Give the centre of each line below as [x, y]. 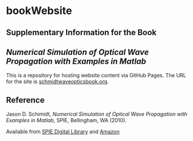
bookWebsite [39, 11]
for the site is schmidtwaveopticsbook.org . [58, 82]
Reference [25, 100]
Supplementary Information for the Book [81, 32]
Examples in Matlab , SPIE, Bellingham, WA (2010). [66, 121]
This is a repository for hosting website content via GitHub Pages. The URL [96, 75]
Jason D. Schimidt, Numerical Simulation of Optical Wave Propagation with [97, 114]
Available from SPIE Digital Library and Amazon [63, 132]
